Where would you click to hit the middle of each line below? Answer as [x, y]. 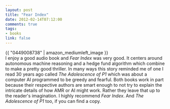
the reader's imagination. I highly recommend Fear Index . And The [74, 96]
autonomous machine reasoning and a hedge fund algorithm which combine [85, 63]
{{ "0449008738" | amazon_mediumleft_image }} [57, 52]
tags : [11, 29]
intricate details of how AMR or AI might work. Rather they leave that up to [83, 90]
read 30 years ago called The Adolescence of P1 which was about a [76, 74]
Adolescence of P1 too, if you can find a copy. [53, 101]
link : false [18, 39]
